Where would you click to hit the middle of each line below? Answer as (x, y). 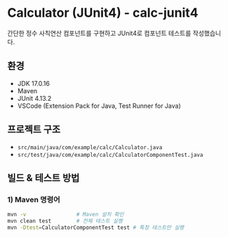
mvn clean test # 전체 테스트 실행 (65, 221)
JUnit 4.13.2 (34, 98)
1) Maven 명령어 (34, 199)
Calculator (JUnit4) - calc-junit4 (103, 13)
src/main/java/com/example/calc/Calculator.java (90, 147)
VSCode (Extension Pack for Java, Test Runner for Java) (99, 106)
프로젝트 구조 (34, 130)
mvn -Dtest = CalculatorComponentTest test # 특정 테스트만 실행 (96, 227)
